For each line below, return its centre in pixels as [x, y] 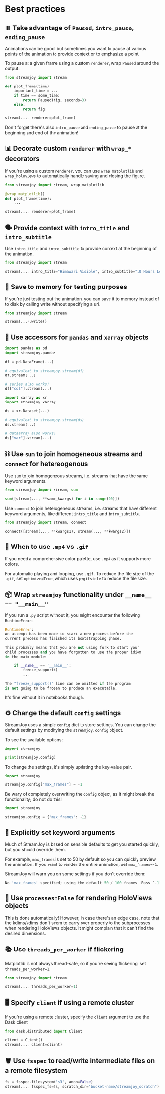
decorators [23, 159]
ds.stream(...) [21, 424]
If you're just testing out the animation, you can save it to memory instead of [82, 299]
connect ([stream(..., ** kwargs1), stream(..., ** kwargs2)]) [68, 531]
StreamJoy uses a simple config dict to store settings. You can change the [81, 725]
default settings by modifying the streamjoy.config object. [64, 730]
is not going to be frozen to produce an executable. [61, 688]
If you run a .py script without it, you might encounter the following [73, 615]
